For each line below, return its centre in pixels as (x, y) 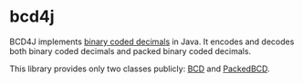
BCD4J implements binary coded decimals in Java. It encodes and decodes (152, 41)
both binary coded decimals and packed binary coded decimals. (131, 51)
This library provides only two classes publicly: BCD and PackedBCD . (140, 69)
